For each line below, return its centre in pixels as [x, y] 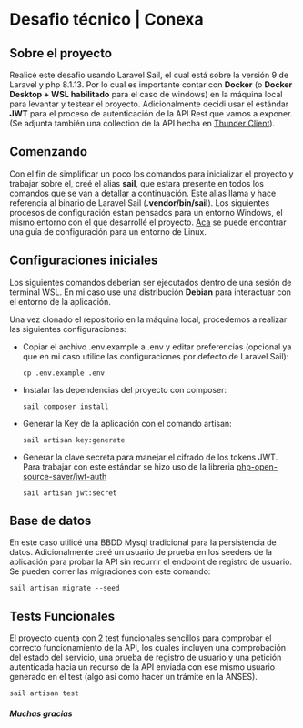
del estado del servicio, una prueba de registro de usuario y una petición [146, 657]
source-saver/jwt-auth [65, 476]
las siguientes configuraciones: [68, 329]
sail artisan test [44, 693]
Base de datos [50, 521]
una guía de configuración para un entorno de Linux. [108, 231]
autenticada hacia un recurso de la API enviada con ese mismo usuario [142, 667]
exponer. [276, 113]
